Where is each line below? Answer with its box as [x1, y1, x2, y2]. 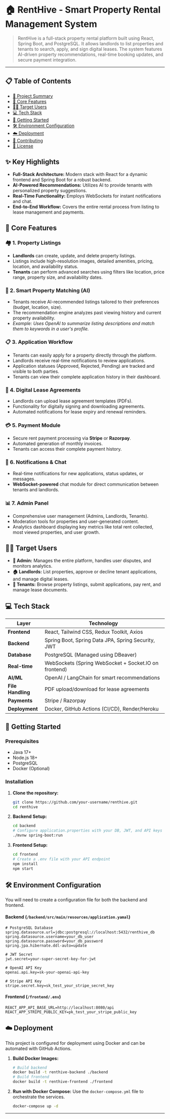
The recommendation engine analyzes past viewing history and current [12, 309, 161, 315]
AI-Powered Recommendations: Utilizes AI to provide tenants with [12, 182, 153, 188]
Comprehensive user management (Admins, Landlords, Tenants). [12, 513, 149, 519]
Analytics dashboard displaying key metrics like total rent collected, [12, 524, 153, 530]
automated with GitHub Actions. [5, 1045, 72, 1051]
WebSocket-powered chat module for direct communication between [12, 481, 159, 487]
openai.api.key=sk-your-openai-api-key [5, 969, 90, 975]
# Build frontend [12, 1074, 50, 1080]
